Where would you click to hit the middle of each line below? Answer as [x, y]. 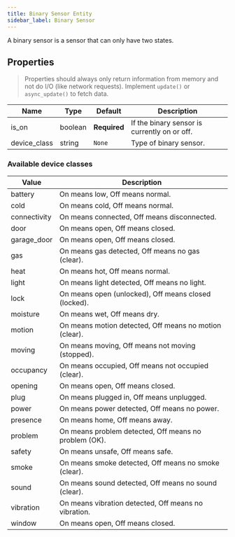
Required [109, 127]
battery [23, 194]
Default [109, 111]
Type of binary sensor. [168, 143]
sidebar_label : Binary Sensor [51, 20]
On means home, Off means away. [116, 419]
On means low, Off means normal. [115, 194]
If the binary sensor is [167, 123]
